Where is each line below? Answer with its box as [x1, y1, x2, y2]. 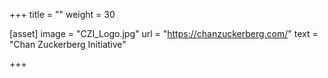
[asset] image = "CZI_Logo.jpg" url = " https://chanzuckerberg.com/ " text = [9, 28, 319, 39]
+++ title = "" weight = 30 [9, 9, 116, 20]
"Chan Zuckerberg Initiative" [9, 39, 127, 50]
